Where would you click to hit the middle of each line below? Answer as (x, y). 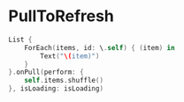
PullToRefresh (61, 16)
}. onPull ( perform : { (46, 72)
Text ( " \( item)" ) (70, 56)
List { (20, 40)
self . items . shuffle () (64, 81)
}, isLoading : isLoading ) (56, 89)
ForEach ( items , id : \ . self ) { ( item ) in (100, 47)
